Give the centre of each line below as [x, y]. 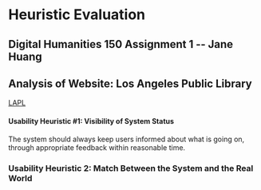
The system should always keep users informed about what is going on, [127, 139]
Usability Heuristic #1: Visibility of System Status [91, 121]
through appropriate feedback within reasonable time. [97, 147]
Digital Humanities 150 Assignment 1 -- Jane [121, 44]
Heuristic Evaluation [77, 15]
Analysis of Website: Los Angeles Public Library [130, 83]
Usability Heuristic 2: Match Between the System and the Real [131, 168]
